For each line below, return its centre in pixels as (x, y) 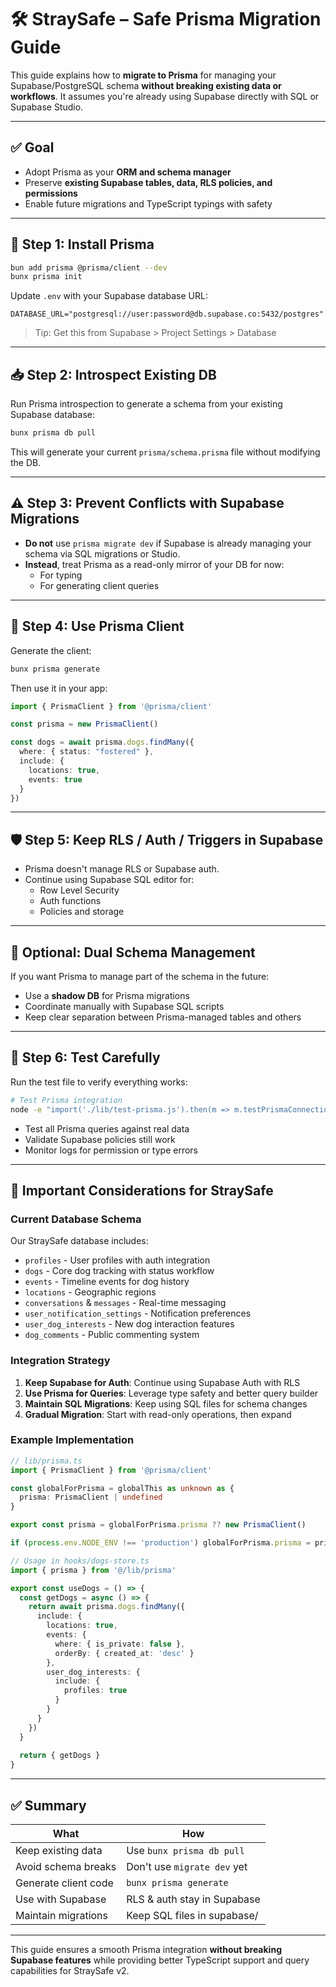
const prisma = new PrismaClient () (84, 724)
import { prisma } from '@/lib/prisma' (93, 1570)
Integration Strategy (60, 1361)
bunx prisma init (46, 277)
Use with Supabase (61, 1899)
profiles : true (95, 1691)
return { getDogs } (60, 1756)
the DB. (26, 462)
